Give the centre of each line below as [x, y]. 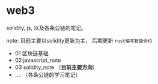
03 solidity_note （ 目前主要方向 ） [56, 67]
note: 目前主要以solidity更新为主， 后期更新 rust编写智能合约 [79, 40]
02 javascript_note [38, 60]
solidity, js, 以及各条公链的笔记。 [47, 28]
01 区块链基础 [32, 53]
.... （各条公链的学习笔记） [48, 74]
